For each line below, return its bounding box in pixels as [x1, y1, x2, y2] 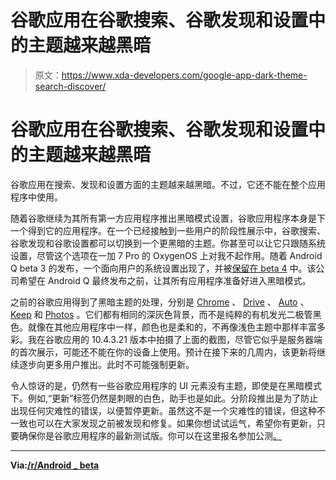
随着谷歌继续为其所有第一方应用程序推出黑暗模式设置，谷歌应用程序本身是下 [10, 212, 326, 224]
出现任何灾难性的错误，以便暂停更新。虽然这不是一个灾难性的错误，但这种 [10, 404, 317, 416]
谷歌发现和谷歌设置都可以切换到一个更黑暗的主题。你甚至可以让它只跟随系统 [10, 237, 326, 249]
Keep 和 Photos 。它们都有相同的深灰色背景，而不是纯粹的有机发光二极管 [10, 308, 313, 320]
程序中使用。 [10, 191, 63, 203]
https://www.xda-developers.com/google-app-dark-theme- [61, 69, 308, 81]
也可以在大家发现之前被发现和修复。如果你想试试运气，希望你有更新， [27, 417, 317, 429]
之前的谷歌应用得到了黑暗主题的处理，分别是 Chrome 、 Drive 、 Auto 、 [10, 296, 310, 308]
